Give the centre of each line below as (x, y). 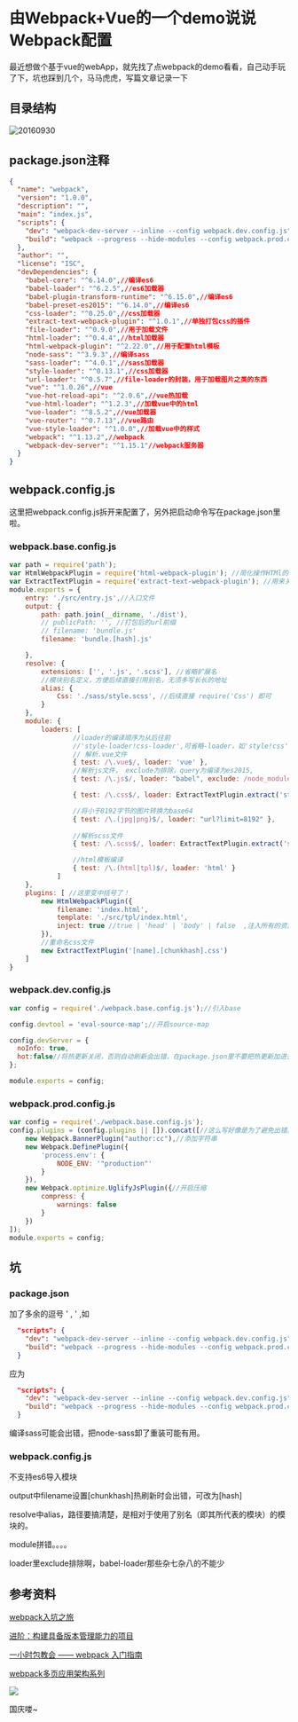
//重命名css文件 (68, 943)
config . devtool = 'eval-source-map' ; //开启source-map (110, 1024)
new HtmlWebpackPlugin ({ (87, 901)
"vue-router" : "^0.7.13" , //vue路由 (90, 421)
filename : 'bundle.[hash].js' (97, 640)
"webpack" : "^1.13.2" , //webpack (85, 437)
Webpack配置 (61, 40)
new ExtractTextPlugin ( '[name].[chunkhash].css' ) (134, 950)
